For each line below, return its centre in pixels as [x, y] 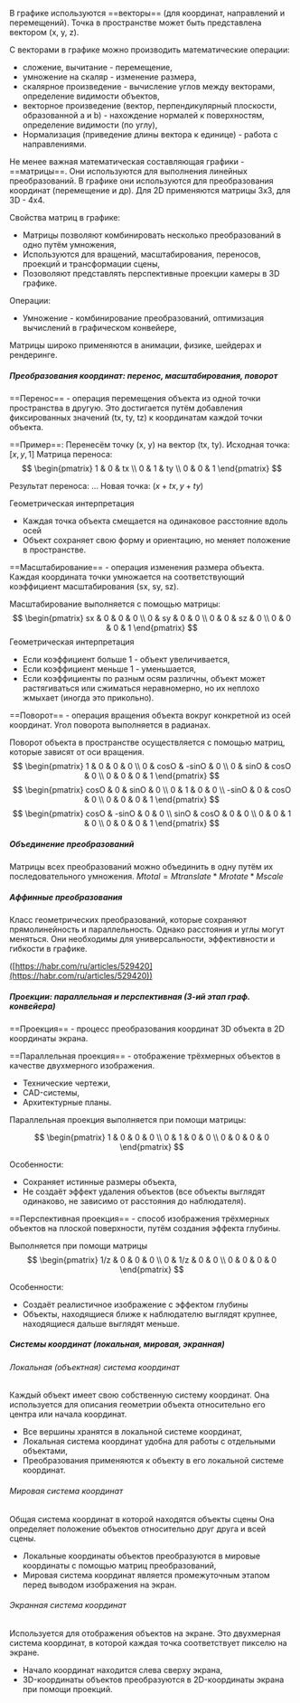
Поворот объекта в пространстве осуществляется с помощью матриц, [147, 742]
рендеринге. [33, 355]
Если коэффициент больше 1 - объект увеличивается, [126, 659]
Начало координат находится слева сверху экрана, [122, 1670]
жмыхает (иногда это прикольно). [88, 697]
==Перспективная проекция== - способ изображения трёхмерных [140, 1218]
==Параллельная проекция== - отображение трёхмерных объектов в [145, 1056]
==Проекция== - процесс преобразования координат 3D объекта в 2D [147, 1029]
